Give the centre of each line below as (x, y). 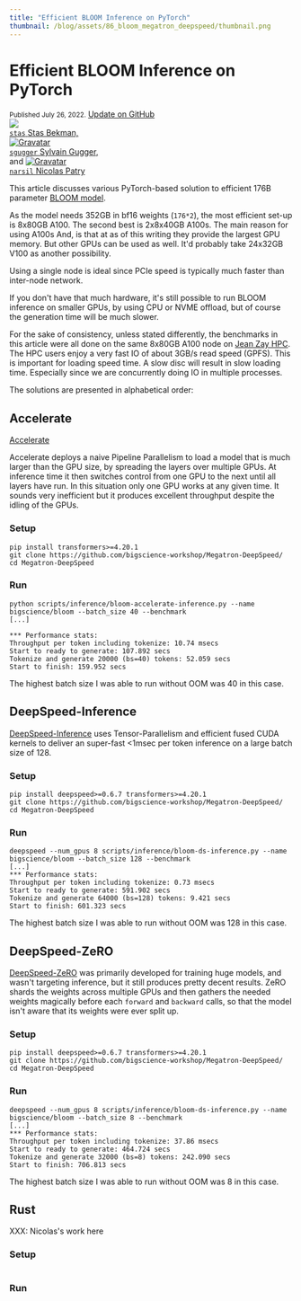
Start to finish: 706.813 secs (68, 1164)
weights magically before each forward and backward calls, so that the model (150, 1002)
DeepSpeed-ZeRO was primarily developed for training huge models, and (145, 973)
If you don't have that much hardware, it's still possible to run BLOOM (138, 298)
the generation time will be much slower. (84, 317)
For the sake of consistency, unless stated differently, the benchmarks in (144, 334)
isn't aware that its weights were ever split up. (94, 1011)
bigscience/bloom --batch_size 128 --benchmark (100, 859)
